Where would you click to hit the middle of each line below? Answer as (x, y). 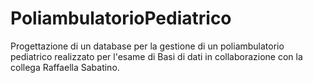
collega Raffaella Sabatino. (65, 67)
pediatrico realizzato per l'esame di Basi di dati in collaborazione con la (156, 56)
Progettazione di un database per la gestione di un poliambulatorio (147, 46)
